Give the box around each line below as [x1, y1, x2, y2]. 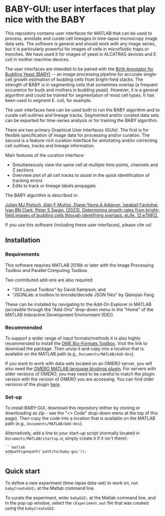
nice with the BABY [5, 14, 86, 25]
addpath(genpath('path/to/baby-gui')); [5, 449, 87, 454]
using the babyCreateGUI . [5, 505, 55, 511]
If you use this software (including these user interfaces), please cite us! [5, 222, 152, 228]
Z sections [12, 167, 34, 173]
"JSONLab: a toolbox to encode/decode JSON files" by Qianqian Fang [12, 292, 154, 298]
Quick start [5, 467, 40, 475]
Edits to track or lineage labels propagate [12, 182, 96, 188]
